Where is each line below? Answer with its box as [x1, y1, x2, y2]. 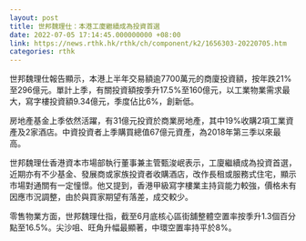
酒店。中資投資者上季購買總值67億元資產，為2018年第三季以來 [37, 126, 273, 137]
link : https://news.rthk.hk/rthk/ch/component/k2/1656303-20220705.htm [9, 38, 287, 48]
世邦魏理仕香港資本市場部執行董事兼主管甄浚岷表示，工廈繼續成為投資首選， [9, 157, 297, 168]
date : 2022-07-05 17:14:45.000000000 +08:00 [9, 30, 181, 39]
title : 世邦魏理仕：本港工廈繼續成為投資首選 [9, 22, 161, 31]
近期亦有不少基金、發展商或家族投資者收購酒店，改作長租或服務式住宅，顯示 [9, 169, 297, 180]
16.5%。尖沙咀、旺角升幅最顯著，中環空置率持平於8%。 [25, 222, 237, 233]
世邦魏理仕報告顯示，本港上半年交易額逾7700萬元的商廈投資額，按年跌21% [9, 74, 292, 85]
